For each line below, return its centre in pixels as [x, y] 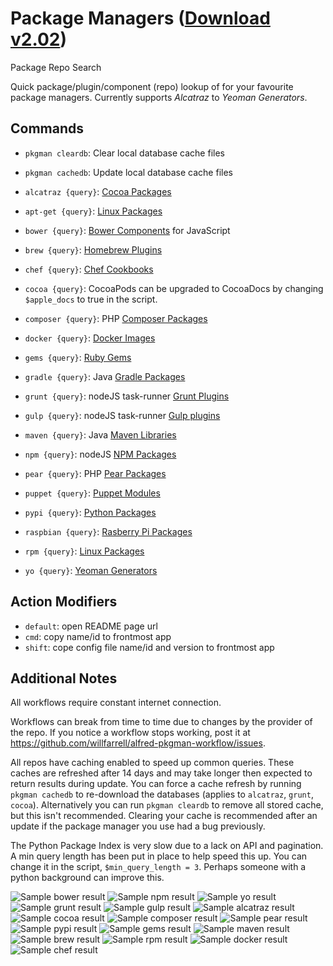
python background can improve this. [87, 878]
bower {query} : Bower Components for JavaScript [127, 230]
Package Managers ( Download [140, 18]
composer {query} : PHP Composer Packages [116, 318]
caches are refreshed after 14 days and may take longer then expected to [161, 773]
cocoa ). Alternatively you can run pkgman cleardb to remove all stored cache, [167, 805]
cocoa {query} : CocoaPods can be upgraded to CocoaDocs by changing [174, 288]
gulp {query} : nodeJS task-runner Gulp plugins [122, 415]
